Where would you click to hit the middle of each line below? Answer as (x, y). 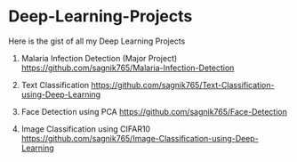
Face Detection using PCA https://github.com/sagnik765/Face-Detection (154, 111)
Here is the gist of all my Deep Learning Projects (97, 41)
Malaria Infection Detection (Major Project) (99, 58)
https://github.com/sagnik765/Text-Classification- (183, 85)
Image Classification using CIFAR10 (86, 129)
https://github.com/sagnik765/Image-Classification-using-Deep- (140, 138)
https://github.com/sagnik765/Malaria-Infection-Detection (128, 68)
